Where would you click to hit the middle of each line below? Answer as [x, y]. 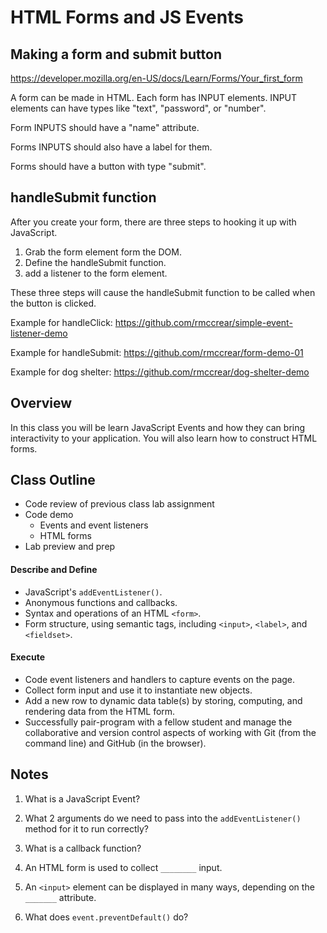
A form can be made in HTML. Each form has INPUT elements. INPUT [154, 97]
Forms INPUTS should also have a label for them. [111, 147]
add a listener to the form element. [96, 273]
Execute [27, 657]
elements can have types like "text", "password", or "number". [138, 108]
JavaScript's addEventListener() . [93, 592]
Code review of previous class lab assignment [119, 504]
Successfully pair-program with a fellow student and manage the [158, 722]
